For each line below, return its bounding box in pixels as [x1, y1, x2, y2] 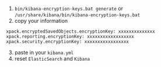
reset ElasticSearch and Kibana [14, 55, 90, 62]
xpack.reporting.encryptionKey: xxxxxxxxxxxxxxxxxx [6, 34, 134, 40]
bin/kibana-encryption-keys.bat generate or [14, 5, 124, 12]
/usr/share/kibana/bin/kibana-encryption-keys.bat [14, 12, 141, 18]
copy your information [14, 17, 68, 24]
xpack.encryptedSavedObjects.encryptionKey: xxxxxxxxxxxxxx [6, 29, 156, 34]
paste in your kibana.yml [14, 49, 74, 56]
